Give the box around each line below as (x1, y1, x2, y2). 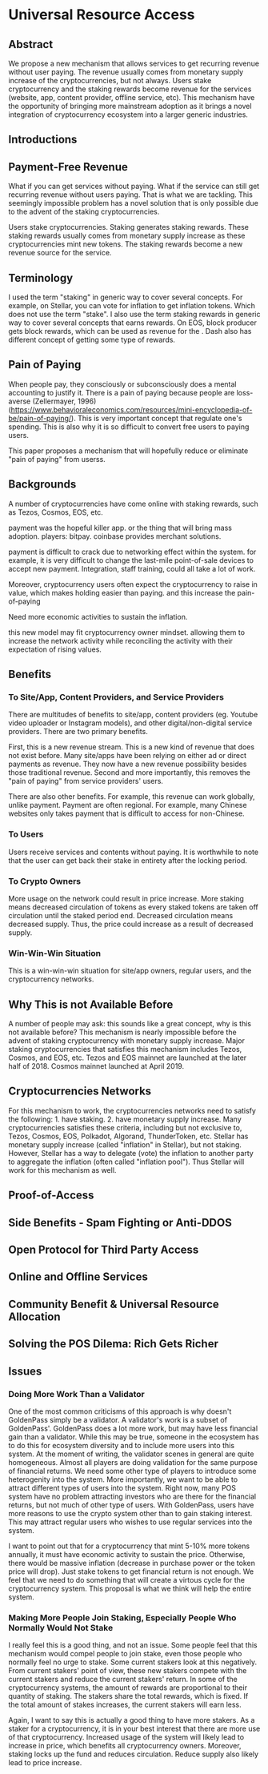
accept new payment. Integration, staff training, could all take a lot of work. (8, 564, 256, 573)
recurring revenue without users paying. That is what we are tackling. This (8, 190, 254, 199)
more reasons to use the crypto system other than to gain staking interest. (8, 1508, 253, 1518)
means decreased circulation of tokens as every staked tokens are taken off (8, 902, 258, 912)
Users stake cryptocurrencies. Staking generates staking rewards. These (8, 223, 250, 232)
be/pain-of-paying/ (8, 413, 72, 423)
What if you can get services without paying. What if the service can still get (8, 182, 260, 191)
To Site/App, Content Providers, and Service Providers (8, 691, 224, 702)
